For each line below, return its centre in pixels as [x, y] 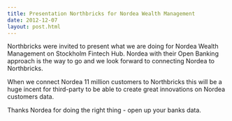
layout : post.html [34, 26]
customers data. [31, 97]
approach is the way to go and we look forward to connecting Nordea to [111, 61]
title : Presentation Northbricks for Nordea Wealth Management [101, 14]
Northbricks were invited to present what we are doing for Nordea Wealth [113, 47]
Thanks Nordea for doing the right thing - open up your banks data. [104, 110]
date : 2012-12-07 [32, 20]
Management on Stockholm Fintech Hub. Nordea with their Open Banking [113, 54]
